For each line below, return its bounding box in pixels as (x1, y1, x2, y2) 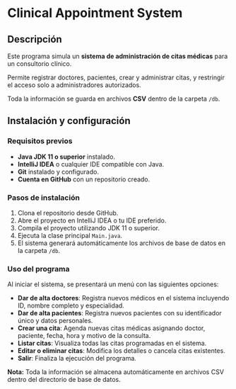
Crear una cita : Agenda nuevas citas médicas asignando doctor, (17, 324, 206, 332)
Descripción (7, 33, 62, 45)
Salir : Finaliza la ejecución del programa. (17, 354, 136, 363)
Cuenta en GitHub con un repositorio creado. (17, 175, 151, 184)
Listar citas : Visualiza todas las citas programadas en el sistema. (17, 339, 207, 348)
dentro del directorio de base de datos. (7, 376, 122, 384)
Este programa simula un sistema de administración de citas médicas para (7, 52, 228, 60)
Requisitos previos (7, 136, 73, 146)
